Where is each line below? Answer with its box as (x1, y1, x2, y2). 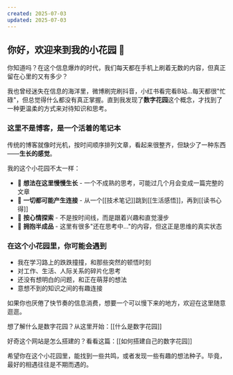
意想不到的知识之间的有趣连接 (17, 284, 103, 292)
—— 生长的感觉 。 (7, 149, 56, 157)
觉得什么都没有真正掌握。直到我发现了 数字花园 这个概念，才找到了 (34, 96, 223, 104)
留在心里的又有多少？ (7, 72, 68, 80)
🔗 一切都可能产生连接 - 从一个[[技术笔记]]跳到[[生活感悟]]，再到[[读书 (17, 195, 216, 204)
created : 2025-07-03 (7, 10, 67, 17)
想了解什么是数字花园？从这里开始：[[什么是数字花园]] (7, 322, 162, 330)
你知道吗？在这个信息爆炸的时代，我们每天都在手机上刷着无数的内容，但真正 (7, 64, 226, 72)
